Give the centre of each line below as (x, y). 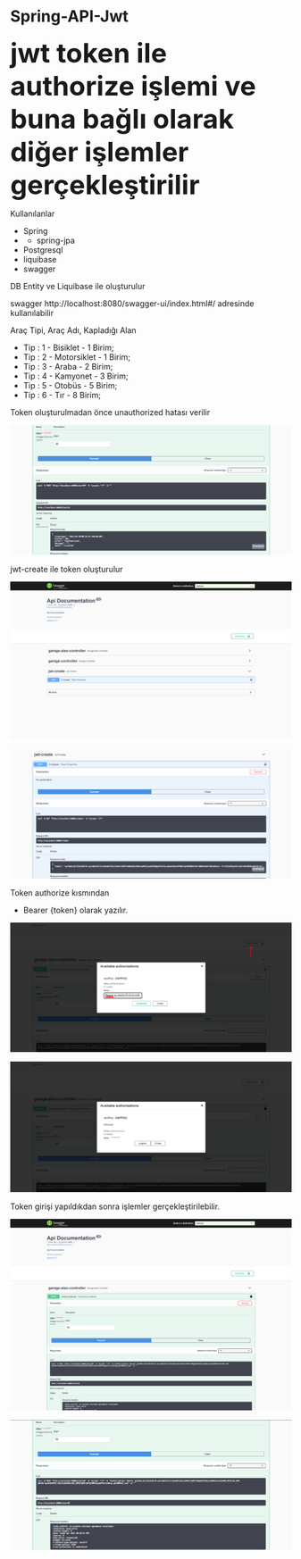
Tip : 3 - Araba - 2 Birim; (68, 366)
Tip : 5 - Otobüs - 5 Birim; (70, 385)
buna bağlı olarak (122, 118)
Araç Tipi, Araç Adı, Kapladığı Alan (73, 330)
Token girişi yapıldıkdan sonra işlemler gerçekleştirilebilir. (115, 1206)
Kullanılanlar (33, 213)
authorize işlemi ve (134, 86)
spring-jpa (55, 240)
